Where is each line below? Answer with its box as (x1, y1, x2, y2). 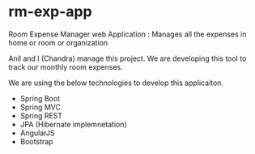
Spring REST (19, 110, 63, 120)
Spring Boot (19, 93, 61, 103)
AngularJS (19, 128, 55, 138)
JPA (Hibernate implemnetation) (19, 119, 127, 129)
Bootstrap (19, 136, 53, 146)
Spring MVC (19, 102, 62, 112)
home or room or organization (8, 37, 108, 47)
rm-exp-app (8, 2, 92, 21)
